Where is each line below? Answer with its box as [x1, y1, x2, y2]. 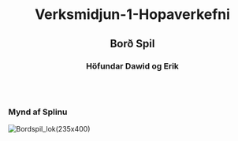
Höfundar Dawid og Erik [85, 61, 180, 72]
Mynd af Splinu [8, 106, 68, 117]
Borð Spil [110, 37, 155, 50]
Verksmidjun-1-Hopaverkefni [34, 6, 231, 24]
